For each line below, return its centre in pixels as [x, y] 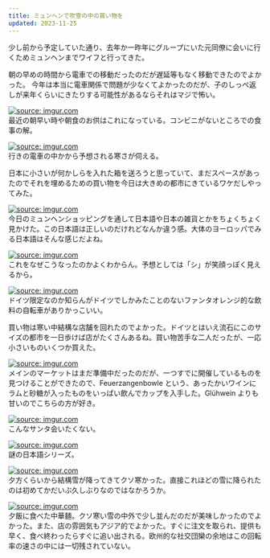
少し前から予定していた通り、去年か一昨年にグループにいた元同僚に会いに [131, 47]
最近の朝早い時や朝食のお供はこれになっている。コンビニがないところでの [131, 120]
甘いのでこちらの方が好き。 [54, 403]
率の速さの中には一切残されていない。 [72, 546]
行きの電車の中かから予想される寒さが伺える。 [86, 156]
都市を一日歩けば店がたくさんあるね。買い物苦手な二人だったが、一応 [145, 337]
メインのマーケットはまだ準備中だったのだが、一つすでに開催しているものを [135, 373]
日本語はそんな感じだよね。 [61, 239]
